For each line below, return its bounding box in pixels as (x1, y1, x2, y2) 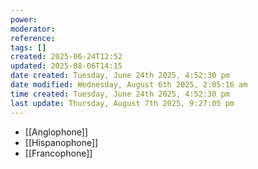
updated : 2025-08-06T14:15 (10, 61, 123, 71)
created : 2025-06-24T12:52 (10, 52, 123, 62)
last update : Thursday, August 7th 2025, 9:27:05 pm (10, 98, 235, 108)
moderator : (10, 24, 56, 34)
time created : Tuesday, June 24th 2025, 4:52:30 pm (10, 89, 230, 99)
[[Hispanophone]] (24, 136, 99, 148)
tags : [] (10, 42, 47, 53)
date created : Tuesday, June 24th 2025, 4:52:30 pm (10, 71, 230, 81)
